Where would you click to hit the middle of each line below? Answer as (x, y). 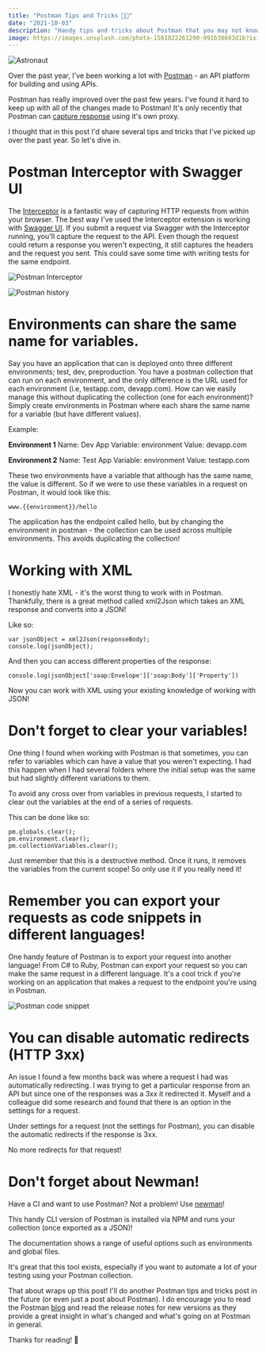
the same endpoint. (40, 262)
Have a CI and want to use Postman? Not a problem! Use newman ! (117, 1204)
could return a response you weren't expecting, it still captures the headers (131, 245)
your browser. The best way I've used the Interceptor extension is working (129, 220)
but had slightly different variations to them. (79, 778)
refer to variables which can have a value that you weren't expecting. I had (130, 761)
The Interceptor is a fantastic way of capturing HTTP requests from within (129, 211)
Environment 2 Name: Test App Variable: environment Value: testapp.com (129, 460)
